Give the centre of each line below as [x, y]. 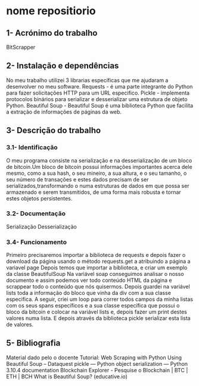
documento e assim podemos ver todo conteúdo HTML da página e [89, 280]
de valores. [20, 325]
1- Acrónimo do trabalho [52, 33]
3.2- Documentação [36, 214]
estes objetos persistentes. [39, 198]
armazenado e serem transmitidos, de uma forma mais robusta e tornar [94, 192]
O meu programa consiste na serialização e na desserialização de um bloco [99, 160]
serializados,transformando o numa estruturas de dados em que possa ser [98, 186]
